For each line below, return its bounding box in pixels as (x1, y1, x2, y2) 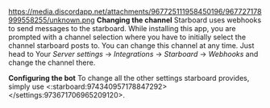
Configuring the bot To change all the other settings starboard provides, (8, 74, 250, 82)
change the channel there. (8, 58, 96, 67)
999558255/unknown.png (8, 15, 95, 25)
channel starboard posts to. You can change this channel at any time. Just (8, 41, 255, 50)
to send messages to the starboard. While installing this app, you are (8, 24, 236, 33)
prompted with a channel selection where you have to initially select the (8, 32, 247, 42)
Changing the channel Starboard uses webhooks (96, 15, 262, 25)
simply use (8, 82, 44, 91)
